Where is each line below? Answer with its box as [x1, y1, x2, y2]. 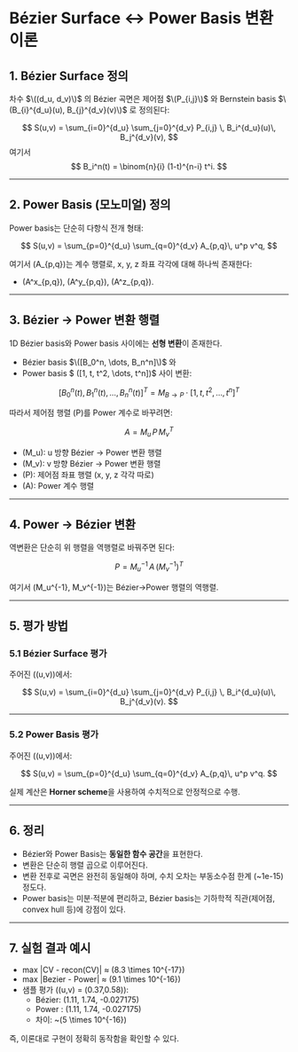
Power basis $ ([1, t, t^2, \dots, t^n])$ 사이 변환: [21, 367, 192, 378]
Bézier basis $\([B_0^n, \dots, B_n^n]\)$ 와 [21, 357, 176, 367]
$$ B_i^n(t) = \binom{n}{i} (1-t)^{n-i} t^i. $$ [70, 161, 228, 171]
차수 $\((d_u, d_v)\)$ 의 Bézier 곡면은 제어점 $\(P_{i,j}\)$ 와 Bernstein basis [9, 94, 277, 104]
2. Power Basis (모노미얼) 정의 [9, 197, 171, 213]
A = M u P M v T [123, 425, 175, 439]
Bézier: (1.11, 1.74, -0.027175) [35, 994, 140, 1005]
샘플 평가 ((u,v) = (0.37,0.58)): [21, 985, 129, 995]
